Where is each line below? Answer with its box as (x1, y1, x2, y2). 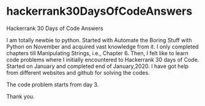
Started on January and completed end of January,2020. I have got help (6, 62, 188, 70)
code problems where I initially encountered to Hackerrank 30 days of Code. (6, 56, 199, 63)
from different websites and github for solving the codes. (6, 69, 150, 76)
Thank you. (6, 93, 35, 100)
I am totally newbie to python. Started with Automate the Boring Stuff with (6, 36, 192, 44)
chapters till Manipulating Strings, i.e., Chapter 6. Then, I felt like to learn (6, 49, 188, 56)
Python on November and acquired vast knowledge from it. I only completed (6, 43, 199, 50)
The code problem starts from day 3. (6, 81, 99, 88)
